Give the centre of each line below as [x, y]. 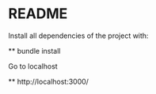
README [38, 14]
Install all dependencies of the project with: [78, 36]
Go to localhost [33, 66]
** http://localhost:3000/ [49, 81]
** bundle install [34, 51]
